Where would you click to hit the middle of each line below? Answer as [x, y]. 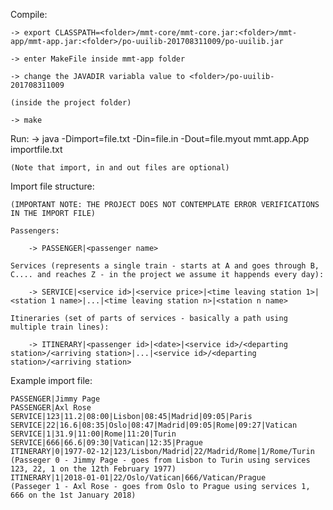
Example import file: [51, 380]
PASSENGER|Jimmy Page [55, 399]
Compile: [29, 14]
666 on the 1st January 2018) [73, 495]
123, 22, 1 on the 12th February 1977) [93, 469]
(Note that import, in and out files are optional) [120, 168]
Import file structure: [52, 186]
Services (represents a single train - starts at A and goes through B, [165, 266]
